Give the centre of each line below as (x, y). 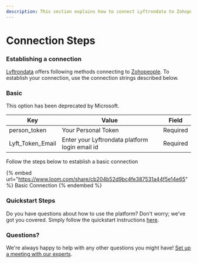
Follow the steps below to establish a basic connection (72, 161)
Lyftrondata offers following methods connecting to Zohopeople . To (88, 72)
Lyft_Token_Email (33, 143)
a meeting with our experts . (39, 254)
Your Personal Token (90, 130)
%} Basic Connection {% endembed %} (54, 186)
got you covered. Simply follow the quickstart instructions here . (83, 220)
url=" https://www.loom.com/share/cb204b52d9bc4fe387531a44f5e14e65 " (97, 179)
